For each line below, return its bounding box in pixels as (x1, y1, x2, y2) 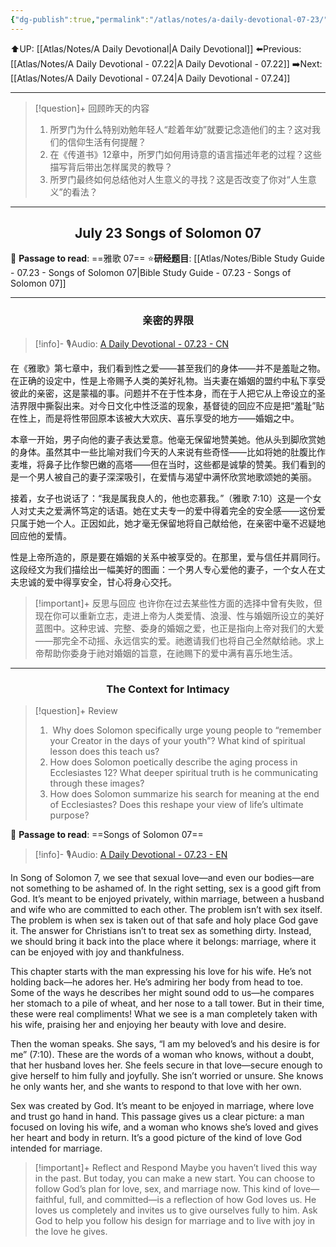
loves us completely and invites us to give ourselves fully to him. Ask (34, 1204, 318, 1216)
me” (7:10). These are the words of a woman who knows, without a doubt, (10, 1049, 315, 1061)
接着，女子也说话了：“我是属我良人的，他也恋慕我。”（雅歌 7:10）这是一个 (10, 492, 313, 504)
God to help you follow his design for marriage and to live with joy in (34, 1215, 316, 1227)
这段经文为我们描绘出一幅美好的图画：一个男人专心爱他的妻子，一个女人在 (10, 563, 317, 575)
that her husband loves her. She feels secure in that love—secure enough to (10, 1059, 323, 1071)
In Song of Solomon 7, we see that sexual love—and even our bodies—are (10, 872, 315, 884)
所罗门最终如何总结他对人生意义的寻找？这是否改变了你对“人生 (49, 173, 308, 185)
